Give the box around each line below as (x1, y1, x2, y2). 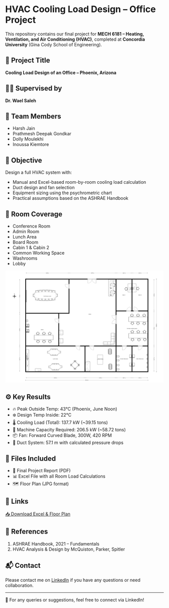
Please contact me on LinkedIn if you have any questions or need (5, 577, 141, 583)
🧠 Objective (5, 156, 42, 165)
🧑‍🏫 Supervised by (5, 84, 62, 93)
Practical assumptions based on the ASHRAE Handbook (12, 195, 129, 201)
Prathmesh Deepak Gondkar (12, 131, 71, 137)
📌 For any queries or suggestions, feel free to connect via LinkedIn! (5, 597, 144, 603)
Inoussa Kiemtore (12, 141, 49, 147)
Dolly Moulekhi (12, 136, 44, 142)
